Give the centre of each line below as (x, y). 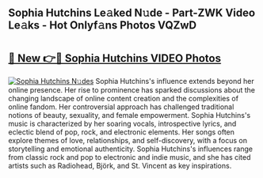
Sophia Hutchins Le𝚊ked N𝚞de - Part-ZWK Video (132, 13)
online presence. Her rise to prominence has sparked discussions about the (132, 90)
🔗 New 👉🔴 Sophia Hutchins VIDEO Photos (115, 58)
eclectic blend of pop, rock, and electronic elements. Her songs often (122, 132)
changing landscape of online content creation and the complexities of (124, 98)
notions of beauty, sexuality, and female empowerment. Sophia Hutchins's (130, 115)
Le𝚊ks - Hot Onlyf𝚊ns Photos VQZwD (102, 26)
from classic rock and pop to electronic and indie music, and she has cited (130, 157)
